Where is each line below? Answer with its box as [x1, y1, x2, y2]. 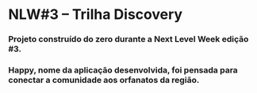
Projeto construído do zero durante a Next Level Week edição [8, 34, 249, 45]
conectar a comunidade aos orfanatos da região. [8, 75, 200, 86]
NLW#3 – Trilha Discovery [8, 6, 183, 24]
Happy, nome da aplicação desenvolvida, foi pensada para [8, 65, 238, 76]
